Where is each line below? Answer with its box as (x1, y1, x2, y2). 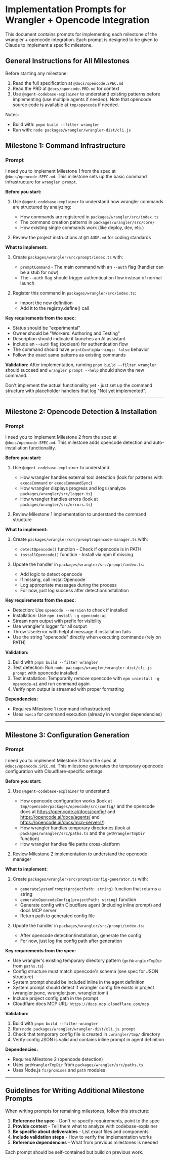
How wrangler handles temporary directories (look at (20, 824, 131, 831)
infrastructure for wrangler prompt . (5, 179, 77, 185)
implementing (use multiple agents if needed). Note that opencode (12, 96, 152, 102)
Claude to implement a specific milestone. (5, 42, 93, 48)
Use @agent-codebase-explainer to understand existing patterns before (12, 90, 160, 97)
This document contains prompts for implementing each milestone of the (5, 31, 157, 37)
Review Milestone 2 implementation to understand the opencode (12, 851, 148, 857)
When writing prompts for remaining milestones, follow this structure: (5, 1108, 150, 1114)
